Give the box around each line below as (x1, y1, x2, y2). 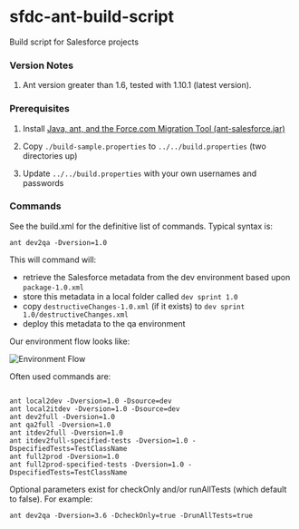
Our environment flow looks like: (9, 336, 130, 347)
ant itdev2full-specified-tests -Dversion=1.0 (9, 436, 188, 446)
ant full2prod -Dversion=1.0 (9, 452, 120, 461)
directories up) (22, 150, 78, 161)
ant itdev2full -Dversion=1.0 (9, 428, 124, 437)
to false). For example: (9, 493, 93, 505)
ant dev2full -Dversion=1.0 (9, 412, 116, 421)
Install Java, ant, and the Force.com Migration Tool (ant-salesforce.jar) (22, 122, 285, 133)
